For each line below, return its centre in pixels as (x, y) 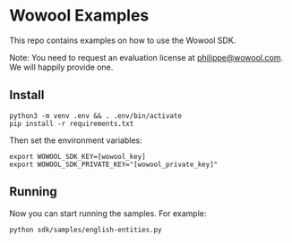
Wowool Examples (79, 16)
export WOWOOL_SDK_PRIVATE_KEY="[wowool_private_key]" (114, 164)
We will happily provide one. (61, 67)
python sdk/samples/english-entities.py (86, 230)
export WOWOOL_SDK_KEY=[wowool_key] (77, 156)
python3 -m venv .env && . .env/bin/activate (95, 116)
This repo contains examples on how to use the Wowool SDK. (123, 40)
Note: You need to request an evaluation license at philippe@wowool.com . (146, 57)
